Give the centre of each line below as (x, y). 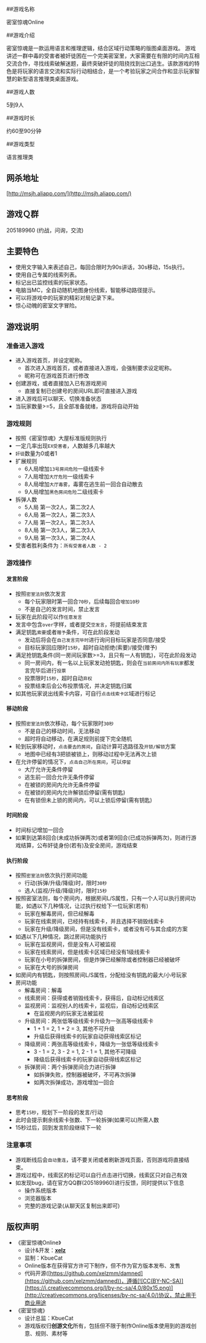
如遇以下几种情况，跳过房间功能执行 (61, 937)
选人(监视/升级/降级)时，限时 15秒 (66, 891)
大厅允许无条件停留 (49, 769)
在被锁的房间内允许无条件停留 (62, 785)
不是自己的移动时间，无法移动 (62, 731)
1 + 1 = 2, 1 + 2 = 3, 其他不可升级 (74, 1029)
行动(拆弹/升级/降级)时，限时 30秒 (66, 883)
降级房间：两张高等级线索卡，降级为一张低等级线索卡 (92, 1044)
